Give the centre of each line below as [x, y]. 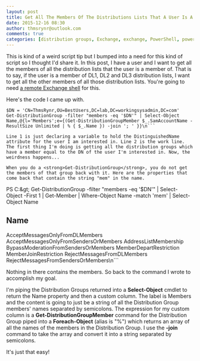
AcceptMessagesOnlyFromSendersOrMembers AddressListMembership [95, 241]
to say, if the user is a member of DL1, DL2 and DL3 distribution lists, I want [98, 75]
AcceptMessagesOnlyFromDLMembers [54, 235]
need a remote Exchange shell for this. [53, 88]
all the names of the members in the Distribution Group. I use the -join [92, 328]
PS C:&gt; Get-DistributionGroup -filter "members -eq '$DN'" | [82, 189]
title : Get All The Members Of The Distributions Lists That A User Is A [100, 17]
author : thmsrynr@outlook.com [44, 28]
